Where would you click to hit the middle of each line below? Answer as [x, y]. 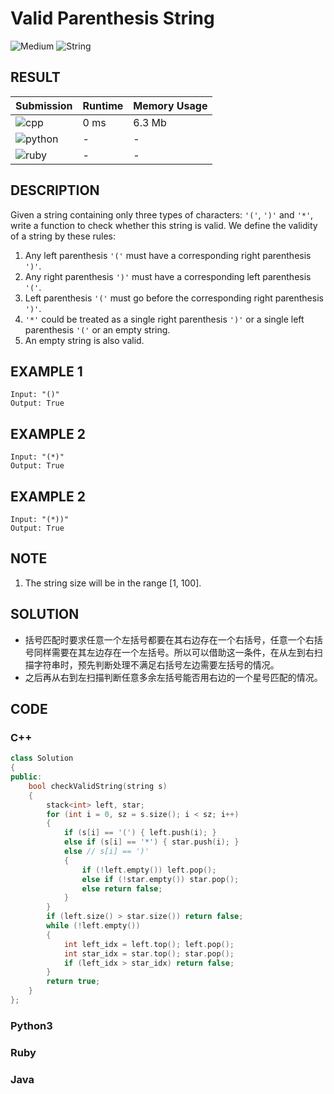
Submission [44, 105]
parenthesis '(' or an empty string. [97, 329]
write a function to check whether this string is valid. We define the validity [164, 225]
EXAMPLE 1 [46, 371]
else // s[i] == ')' [106, 852]
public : [26, 777]
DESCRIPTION [55, 190]
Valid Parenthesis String [112, 18]
